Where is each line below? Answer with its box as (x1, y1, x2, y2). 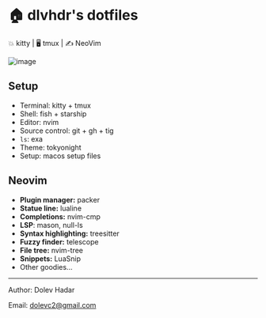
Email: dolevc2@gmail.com (8, 300, 97, 309)
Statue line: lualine (19, 203, 82, 213)
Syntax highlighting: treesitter (19, 229, 120, 238)
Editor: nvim (19, 117, 59, 127)
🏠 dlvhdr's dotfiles (8, 6, 139, 25)
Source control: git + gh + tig (19, 126, 114, 135)
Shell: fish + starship (19, 108, 87, 119)
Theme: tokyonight (19, 142, 82, 152)
